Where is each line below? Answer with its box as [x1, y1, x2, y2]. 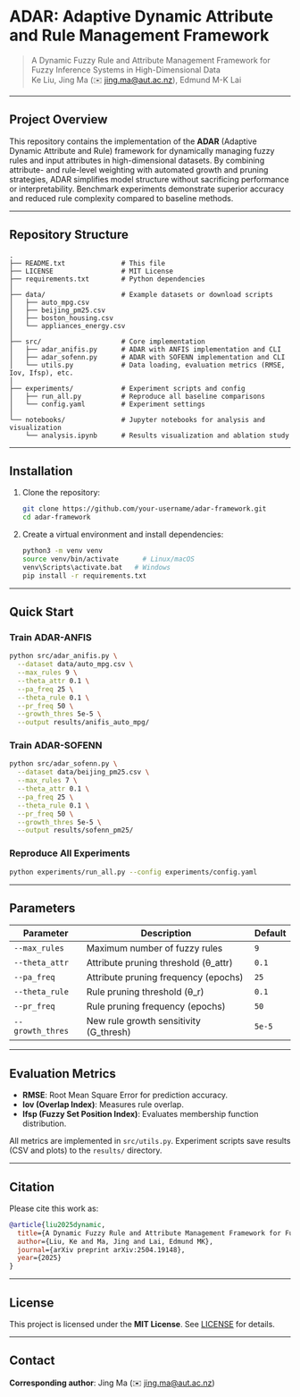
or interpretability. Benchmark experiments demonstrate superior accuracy [9, 183, 285, 194]
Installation [9, 463, 73, 478]
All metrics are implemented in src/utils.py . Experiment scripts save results [9, 1136, 291, 1147]
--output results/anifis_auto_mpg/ [17, 718, 150, 727]
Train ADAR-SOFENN [9, 740, 103, 752]
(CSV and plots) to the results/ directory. [9, 1145, 162, 1156]
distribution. [21, 1118, 67, 1129]
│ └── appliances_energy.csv [9, 321, 126, 330]
